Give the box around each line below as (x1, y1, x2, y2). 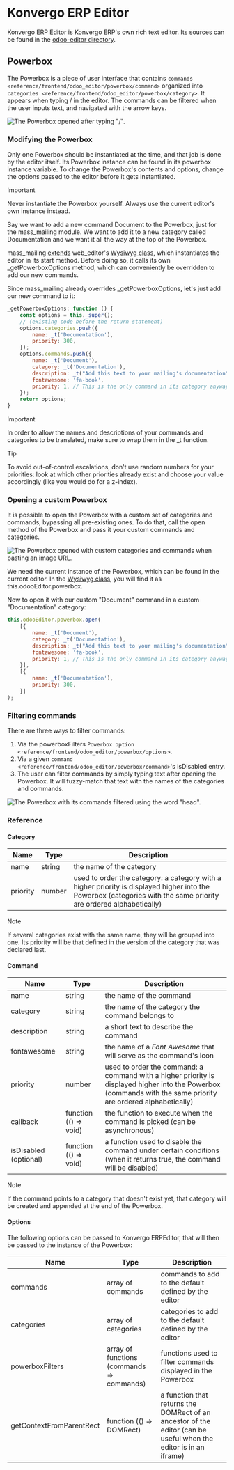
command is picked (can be (104, 1117, 196, 1127)
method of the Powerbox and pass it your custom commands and (7, 526, 195, 534)
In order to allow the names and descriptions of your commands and (7, 428, 203, 437)
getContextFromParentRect (10, 1421, 100, 1430)
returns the (160, 1398, 197, 1408)
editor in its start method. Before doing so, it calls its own (7, 256, 171, 265)
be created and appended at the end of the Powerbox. (7, 1202, 164, 1210)
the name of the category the (104, 1002, 201, 1012)
